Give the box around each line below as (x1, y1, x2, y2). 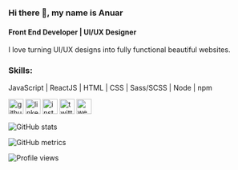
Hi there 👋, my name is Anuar (8, 7, 123, 18)
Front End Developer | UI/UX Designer (8, 27, 137, 37)
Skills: (8, 65, 34, 76)
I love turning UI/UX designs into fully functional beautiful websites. (8, 45, 231, 55)
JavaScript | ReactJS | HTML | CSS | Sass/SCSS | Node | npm (8, 83, 212, 93)
